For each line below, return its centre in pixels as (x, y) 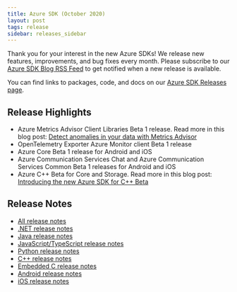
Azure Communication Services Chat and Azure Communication (111, 159)
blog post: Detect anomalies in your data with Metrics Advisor (107, 137)
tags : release (28, 27)
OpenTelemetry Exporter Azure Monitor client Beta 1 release (104, 144)
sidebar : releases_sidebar (47, 34)
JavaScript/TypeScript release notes (71, 243)
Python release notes (48, 251)
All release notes (42, 221)
